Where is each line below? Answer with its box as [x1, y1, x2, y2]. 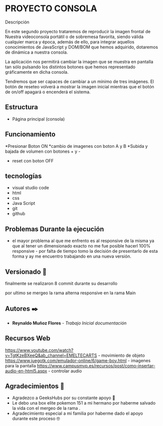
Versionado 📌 [5, 267, 47, 276]
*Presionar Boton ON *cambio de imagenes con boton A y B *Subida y [5, 143, 148, 149]
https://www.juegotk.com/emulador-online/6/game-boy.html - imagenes [5, 357, 151, 364]
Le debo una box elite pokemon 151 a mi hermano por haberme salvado [12, 400, 156, 406]
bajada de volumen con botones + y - [5, 148, 81, 154]
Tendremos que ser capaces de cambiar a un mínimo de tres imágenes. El [5, 79, 154, 84]
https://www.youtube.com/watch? [5, 347, 74, 353]
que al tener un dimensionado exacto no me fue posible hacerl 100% [12, 243, 151, 249]
